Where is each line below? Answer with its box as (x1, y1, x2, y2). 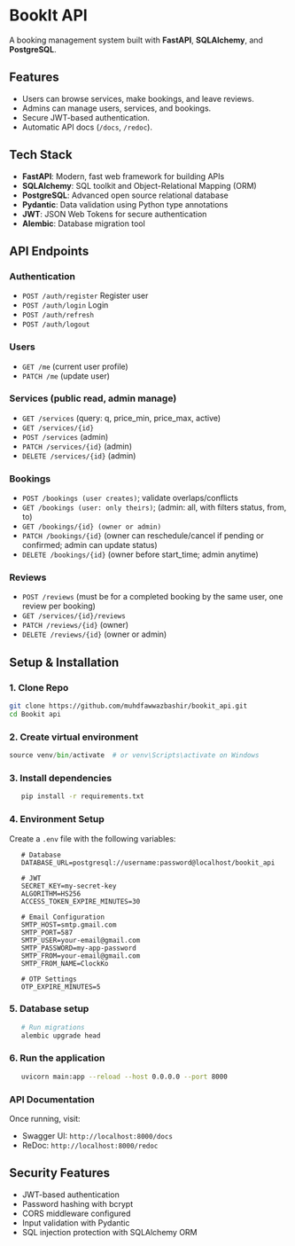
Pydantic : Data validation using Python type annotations (21, 199, 229, 209)
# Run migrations (20, 1023, 86, 1031)
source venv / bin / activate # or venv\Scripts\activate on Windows (9, 751, 260, 760)
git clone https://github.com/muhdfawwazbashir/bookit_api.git (9, 701, 248, 710)
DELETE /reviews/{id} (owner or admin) (21, 629, 167, 639)
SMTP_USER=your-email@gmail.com (20, 936, 141, 944)
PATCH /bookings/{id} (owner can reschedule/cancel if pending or (21, 530, 264, 541)
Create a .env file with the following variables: (9, 833, 176, 843)
